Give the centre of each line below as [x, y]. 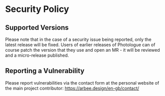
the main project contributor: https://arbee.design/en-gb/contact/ [72, 88]
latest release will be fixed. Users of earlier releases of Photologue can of [80, 45]
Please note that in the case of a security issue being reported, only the [78, 39]
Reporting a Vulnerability [45, 71]
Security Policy [37, 9]
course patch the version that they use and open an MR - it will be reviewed [82, 50]
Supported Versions [37, 28]
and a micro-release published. [37, 55]
